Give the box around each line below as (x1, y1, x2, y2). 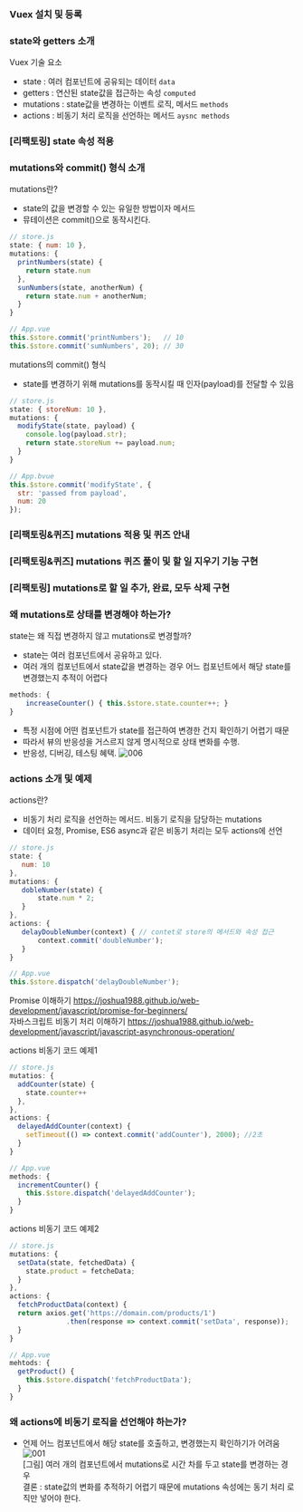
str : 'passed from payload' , (17, 488, 128, 497)
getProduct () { (17, 1367, 75, 1376)
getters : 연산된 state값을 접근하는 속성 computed (22, 88, 196, 99)
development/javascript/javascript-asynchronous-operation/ (9, 1026, 235, 1037)
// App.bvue (9, 471, 54, 481)
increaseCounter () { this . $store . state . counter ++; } (25, 699, 229, 708)
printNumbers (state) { (17, 258, 103, 267)
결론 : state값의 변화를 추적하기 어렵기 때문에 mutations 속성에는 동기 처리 (22, 1481, 285, 1492)
